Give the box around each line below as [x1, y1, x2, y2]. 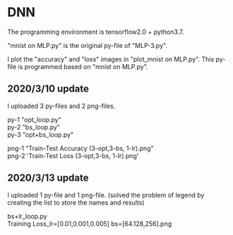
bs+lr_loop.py [7, 212, 47, 220]
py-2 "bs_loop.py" [7, 123, 60, 131]
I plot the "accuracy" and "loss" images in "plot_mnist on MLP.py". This [7, 54, 215, 64]
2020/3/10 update [7, 83, 90, 95]
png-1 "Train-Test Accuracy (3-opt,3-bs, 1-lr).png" [7, 144, 154, 152]
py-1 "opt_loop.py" [7, 115, 61, 123]
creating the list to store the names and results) [7, 198, 145, 207]
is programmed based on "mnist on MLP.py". [18, 62, 148, 71]
